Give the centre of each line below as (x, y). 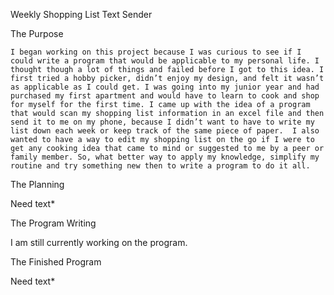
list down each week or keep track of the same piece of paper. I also (165, 131)
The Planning (37, 184)
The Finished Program (56, 262)
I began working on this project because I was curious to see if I (156, 52)
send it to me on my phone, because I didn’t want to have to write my (162, 122)
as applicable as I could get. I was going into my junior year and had (165, 87)
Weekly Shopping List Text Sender (81, 14)
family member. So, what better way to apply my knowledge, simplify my (165, 157)
